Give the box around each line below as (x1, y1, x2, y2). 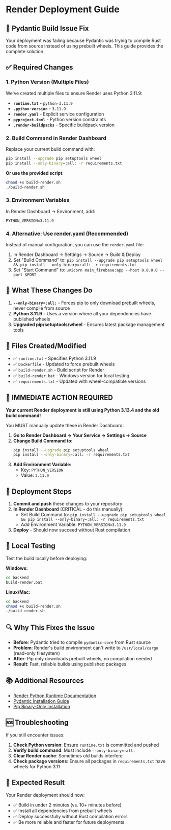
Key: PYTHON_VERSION (20, 467, 64, 473)
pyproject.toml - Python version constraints (13, 116, 106, 122)
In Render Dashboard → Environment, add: (6, 208, 96, 214)
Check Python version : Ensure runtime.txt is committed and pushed (13, 742, 159, 748)
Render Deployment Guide (6, 4, 120, 15)
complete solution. (6, 49, 45, 54)
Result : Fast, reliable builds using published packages (13, 661, 127, 667)
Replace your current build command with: (6, 146, 95, 152)
